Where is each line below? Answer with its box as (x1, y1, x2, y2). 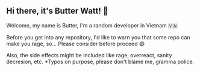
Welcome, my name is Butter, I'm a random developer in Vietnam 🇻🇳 (6, 21, 178, 29)
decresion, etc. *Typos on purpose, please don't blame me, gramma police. (6, 58, 195, 65)
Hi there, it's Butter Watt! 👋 (6, 6, 108, 16)
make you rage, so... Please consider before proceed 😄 (6, 40, 145, 47)
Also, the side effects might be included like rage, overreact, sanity (6, 51, 172, 58)
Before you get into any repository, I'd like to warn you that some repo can (6, 33, 191, 41)
